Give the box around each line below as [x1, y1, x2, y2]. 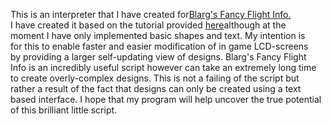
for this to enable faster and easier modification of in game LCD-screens [10, 40, 309, 52]
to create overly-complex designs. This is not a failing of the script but [10, 72, 300, 84]
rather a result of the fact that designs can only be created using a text [10, 83, 302, 94]
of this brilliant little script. [10, 104, 118, 116]
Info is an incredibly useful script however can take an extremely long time [10, 62, 317, 73]
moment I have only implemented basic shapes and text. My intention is [10, 30, 306, 41]
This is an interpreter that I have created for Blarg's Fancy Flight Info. [10, 9, 292, 20]
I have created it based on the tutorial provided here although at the [10, 19, 287, 31]
